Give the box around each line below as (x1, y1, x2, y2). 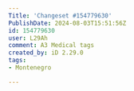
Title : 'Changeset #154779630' (8, 11, 112, 20)
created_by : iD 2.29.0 (8, 49, 84, 57)
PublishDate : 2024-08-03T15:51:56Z (8, 19, 127, 27)
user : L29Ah (8, 34, 48, 42)
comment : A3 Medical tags (8, 42, 94, 49)
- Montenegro (8, 64, 52, 72)
